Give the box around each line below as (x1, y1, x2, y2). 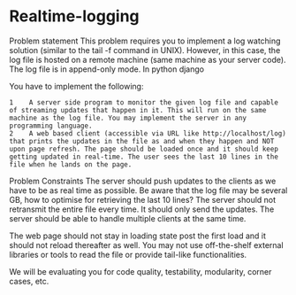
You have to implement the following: (9, 81, 144, 91)
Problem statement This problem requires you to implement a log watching (9, 35, 281, 46)
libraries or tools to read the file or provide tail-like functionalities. (9, 249, 247, 260)
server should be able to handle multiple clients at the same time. (9, 213, 247, 223)
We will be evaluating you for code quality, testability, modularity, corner (9, 266, 272, 276)
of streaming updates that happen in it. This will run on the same (9, 105, 267, 114)
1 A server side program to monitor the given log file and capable (9, 97, 278, 107)
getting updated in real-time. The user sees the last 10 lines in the (9, 152, 278, 161)
